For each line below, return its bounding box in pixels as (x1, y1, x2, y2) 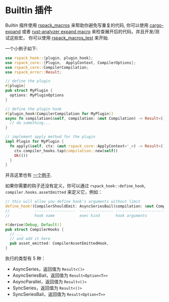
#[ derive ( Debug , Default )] (5, 222, 62, 227)
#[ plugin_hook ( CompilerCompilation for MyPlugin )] (5, 111, 114, 116)
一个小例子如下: (5, 45, 38, 51)
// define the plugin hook (5, 106, 62, 111)
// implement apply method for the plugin (5, 134, 96, 139)
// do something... (10, 120, 51, 126)
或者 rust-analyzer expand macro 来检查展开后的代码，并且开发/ (22, 28, 155, 34)
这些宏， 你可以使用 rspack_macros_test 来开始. (9, 35, 109, 41)
